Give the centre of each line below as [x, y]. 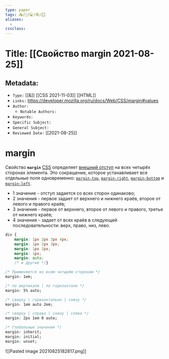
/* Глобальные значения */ [34, 327]
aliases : [14, 19]
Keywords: [23, 117]
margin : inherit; [23, 332]
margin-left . [18, 184]
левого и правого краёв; [39, 204]
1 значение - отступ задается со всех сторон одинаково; [74, 193]
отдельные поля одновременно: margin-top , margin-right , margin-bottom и [84, 178]
